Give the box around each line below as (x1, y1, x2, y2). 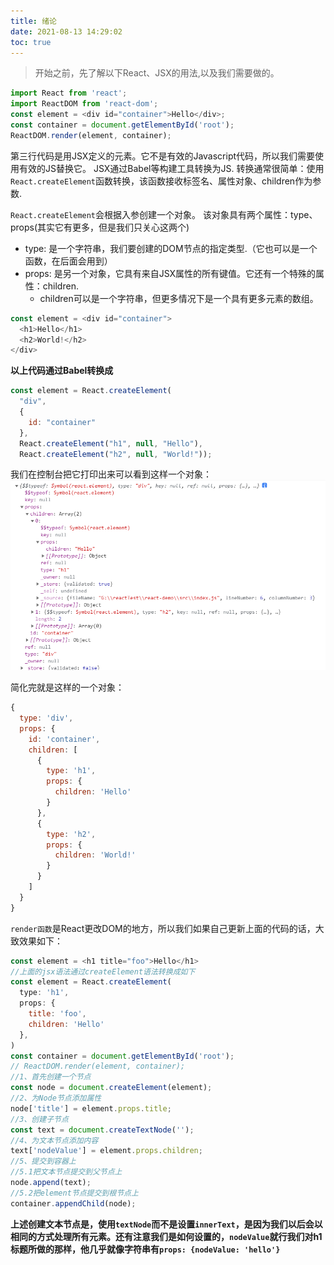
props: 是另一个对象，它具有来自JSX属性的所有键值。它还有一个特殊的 (24, 267, 317, 279)
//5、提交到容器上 (10, 1156, 77, 1167)
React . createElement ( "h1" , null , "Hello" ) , (19, 438, 203, 449)
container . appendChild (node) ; (10, 1198, 137, 1209)
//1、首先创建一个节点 (10, 1072, 92, 1082)
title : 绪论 (10, 16, 57, 26)
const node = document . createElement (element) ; (10, 1083, 213, 1093)
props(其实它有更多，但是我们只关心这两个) (10, 221, 190, 233)
